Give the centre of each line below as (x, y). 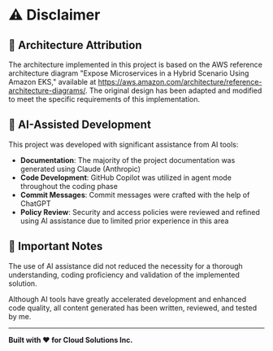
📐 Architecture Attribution (75, 45)
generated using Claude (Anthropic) (80, 169)
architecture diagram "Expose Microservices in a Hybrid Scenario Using (129, 73)
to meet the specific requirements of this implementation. (104, 99)
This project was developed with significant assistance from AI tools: (123, 144)
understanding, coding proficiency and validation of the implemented (124, 274)
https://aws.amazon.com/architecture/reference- (180, 82)
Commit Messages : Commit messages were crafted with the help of (135, 195)
